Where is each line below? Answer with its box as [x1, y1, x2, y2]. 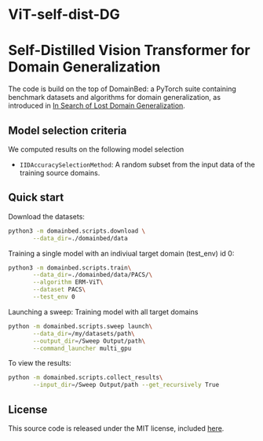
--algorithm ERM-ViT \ [32, 278, 104, 286]
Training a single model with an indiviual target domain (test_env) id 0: [8, 248, 235, 258]
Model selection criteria [8, 123, 127, 137]
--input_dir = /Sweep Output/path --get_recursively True [32, 381, 220, 389]
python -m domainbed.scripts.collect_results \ [8, 373, 163, 382]
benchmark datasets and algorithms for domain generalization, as [8, 93, 221, 102]
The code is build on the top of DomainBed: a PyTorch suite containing [8, 84, 237, 94]
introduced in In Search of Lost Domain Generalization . [8, 101, 186, 111]
